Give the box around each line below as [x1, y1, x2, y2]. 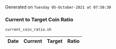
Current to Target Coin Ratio [5, 16, 74, 23]
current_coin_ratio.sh [5, 27, 52, 32]
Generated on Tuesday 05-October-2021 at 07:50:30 [5, 4, 112, 10]
